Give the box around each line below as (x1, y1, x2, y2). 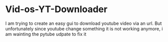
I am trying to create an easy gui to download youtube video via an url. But (5, 20, 162, 26)
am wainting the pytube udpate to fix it (5, 31, 87, 37)
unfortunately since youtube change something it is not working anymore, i (5, 25, 163, 31)
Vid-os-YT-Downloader (5, 4, 108, 15)
